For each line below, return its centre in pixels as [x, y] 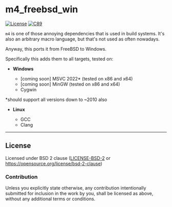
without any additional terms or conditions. [50, 199]
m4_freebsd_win [42, 9]
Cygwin [28, 89]
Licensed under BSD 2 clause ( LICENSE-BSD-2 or [58, 158]
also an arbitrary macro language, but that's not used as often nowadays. [82, 39]
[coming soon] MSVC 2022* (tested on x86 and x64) [77, 78]
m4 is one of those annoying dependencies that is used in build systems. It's [85, 33]
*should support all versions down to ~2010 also [56, 99]
